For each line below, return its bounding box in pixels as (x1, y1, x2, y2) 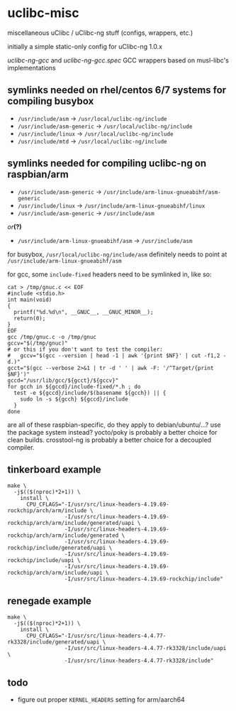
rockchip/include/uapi (7, 557, 74, 564)
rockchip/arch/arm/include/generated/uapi (7, 520, 135, 527)
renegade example (7, 595, 92, 607)
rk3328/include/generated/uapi (7, 639, 100, 646)
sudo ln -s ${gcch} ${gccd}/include (20, 396, 129, 403)
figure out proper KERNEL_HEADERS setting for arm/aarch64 (17, 695, 186, 704)
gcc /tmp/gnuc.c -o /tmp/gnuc (7, 333, 97, 340)
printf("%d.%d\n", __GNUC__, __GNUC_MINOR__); (13, 308, 154, 315)
